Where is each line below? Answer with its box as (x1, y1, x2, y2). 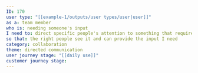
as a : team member (6, 19, 51, 25)
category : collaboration (6, 42, 67, 48)
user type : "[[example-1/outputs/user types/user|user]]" (6, 14, 151, 20)
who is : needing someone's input (6, 25, 88, 31)
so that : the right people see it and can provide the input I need (6, 36, 178, 42)
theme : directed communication (6, 47, 83, 53)
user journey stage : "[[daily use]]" (6, 52, 99, 58)
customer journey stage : (6, 58, 67, 64)
